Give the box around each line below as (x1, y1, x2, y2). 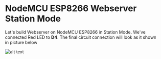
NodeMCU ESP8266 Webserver (5, 3, 137, 14)
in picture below (5, 39, 38, 45)
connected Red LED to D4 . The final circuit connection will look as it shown (5, 34, 157, 40)
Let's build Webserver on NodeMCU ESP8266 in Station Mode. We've (5, 29, 146, 35)
